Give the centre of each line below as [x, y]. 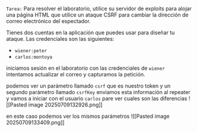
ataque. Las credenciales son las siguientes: [60, 39]
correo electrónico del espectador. [48, 21]
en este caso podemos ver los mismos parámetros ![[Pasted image [88, 116]
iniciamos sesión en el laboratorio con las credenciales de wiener [85, 68]
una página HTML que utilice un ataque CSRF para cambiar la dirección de [97, 15]
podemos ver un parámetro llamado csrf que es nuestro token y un [88, 86]
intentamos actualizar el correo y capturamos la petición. [76, 74]
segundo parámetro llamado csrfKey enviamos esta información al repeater [99, 92]
